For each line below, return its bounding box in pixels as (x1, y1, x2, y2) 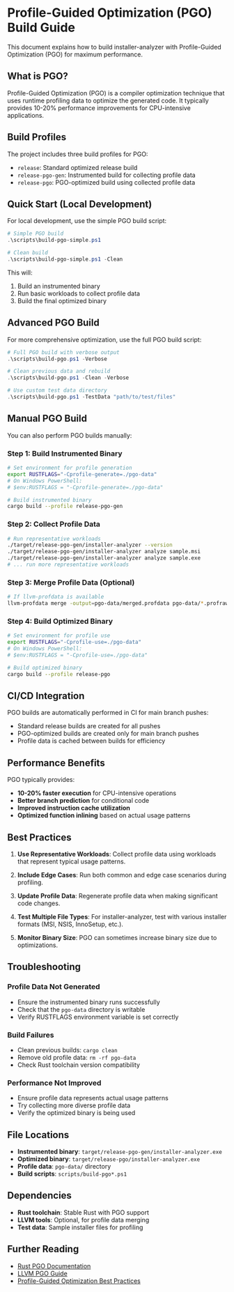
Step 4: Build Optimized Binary (7, 616, 114, 626)
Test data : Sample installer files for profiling (17, 1223, 143, 1231)
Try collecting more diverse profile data (17, 1101, 131, 1109)
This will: (7, 268, 33, 277)
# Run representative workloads (7, 535, 101, 542)
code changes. (17, 899, 61, 907)
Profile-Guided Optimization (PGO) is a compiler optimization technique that (7, 89, 225, 97)
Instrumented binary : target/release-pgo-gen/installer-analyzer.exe (17, 1148, 223, 1156)
